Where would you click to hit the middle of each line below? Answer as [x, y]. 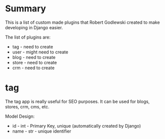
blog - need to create [34, 57]
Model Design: [20, 116]
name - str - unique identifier [42, 131]
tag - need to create [33, 46]
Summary [25, 9]
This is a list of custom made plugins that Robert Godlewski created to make [82, 22]
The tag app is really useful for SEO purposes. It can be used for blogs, [77, 101]
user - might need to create [40, 52]
